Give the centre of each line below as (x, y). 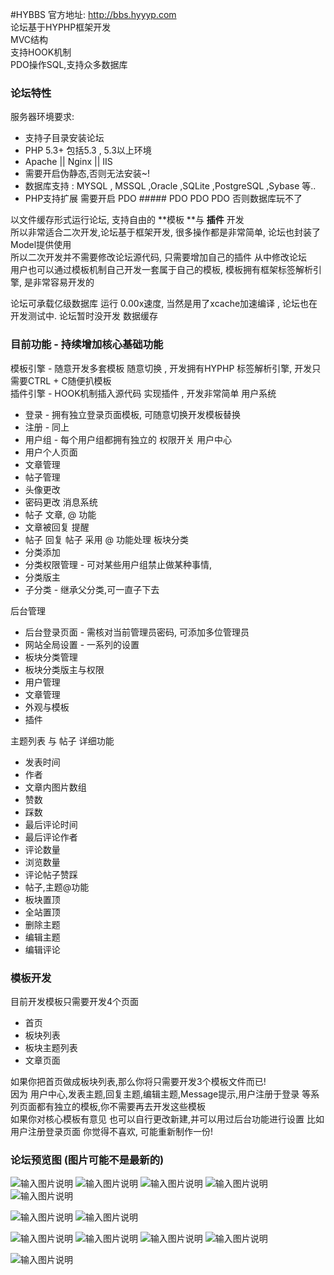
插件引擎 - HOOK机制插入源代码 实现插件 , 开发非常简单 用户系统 (143, 393)
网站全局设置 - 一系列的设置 (82, 644)
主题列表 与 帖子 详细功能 (62, 740)
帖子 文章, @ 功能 (60, 514)
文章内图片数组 (55, 787)
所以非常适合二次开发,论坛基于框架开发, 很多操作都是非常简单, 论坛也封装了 (165, 232)
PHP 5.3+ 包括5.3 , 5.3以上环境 (88, 150)
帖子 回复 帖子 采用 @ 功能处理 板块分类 (106, 539)
